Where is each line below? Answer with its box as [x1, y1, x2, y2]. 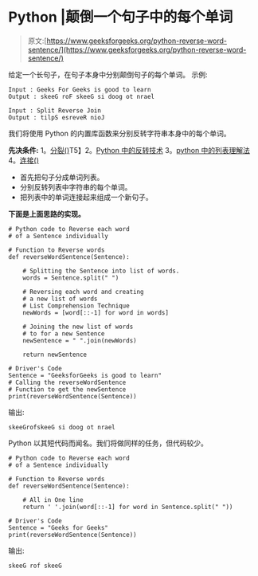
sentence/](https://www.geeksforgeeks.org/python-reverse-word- [27, 45, 247, 54]
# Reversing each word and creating [22, 288, 145, 296]
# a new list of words [22, 295, 98, 303]
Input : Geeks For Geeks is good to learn [8, 85, 151, 93]
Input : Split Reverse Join [8, 106, 102, 115]
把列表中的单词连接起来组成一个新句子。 [19, 192, 153, 202]
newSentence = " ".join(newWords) [22, 336, 137, 344]
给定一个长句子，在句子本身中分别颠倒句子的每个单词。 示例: [8, 69, 208, 79]
